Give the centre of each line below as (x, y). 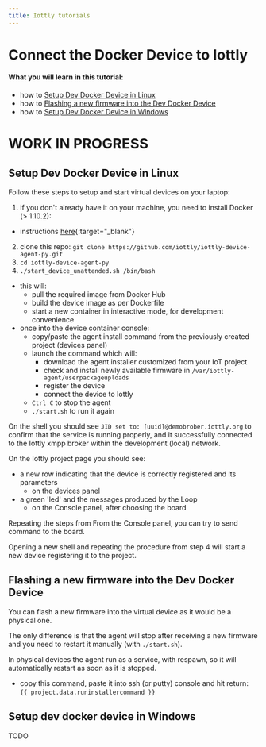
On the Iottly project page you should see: (77, 459)
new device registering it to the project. (72, 556)
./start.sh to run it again (73, 411)
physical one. (30, 620)
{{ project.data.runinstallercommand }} (87, 692)
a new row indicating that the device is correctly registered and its (128, 474)
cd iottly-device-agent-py (64, 263)
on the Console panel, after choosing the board (109, 508)
